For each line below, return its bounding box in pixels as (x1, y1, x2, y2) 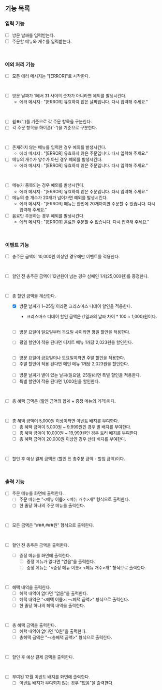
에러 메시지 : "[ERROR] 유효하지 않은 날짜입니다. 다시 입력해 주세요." (19, 99, 148, 105)
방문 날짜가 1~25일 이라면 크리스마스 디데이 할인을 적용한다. (19, 303, 132, 309)
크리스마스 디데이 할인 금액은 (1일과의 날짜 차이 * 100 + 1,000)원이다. (26, 313, 157, 319)
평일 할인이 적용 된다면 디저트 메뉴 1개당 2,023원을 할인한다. (19, 339, 133, 345)
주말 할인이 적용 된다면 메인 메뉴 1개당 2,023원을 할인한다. (19, 361, 130, 367)
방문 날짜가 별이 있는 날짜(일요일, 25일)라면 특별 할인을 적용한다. (19, 372, 141, 378)
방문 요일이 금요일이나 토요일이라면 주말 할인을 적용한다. (19, 355, 126, 361)
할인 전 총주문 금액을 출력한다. (12, 542, 69, 548)
